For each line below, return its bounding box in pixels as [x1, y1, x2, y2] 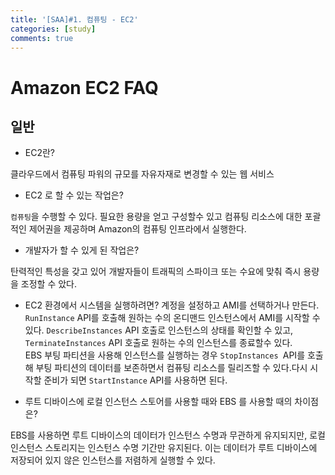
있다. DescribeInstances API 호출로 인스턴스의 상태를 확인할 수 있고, [24, 324, 294, 336]
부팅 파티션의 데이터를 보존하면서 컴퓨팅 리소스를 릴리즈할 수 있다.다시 [35, 362, 308, 374]
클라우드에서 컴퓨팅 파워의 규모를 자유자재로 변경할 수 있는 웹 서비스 [10, 168, 275, 180]
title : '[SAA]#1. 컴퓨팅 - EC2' [10, 14, 139, 25]
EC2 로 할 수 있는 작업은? [24, 189, 124, 201]
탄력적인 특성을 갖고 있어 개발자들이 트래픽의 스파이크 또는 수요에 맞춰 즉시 [10, 266, 302, 278]
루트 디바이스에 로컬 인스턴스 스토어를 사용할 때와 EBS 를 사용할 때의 [24, 396, 293, 408]
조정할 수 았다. [20, 278, 78, 290]
